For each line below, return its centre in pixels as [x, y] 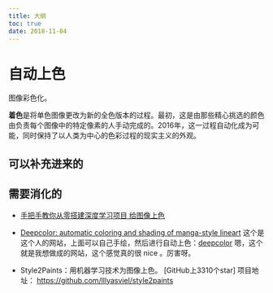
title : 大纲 [27, 16]
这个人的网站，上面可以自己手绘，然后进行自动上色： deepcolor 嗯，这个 [141, 243]
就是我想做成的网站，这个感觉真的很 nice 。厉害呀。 [108, 252]
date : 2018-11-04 [38, 31]
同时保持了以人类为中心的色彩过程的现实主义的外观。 [111, 136]
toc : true [25, 24]
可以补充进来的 [46, 164]
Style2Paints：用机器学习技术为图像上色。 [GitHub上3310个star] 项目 [136, 270]
